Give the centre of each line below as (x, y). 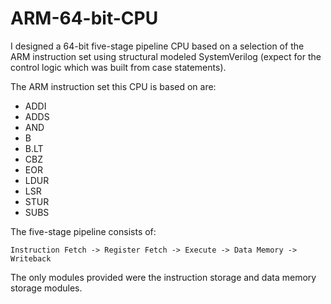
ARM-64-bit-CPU (84, 18)
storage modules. (46, 288)
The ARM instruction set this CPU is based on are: (113, 86)
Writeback (31, 258)
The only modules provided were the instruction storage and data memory (163, 277)
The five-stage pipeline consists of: (83, 231)
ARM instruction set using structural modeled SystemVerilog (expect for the (166, 56)
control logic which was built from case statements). (118, 67)
